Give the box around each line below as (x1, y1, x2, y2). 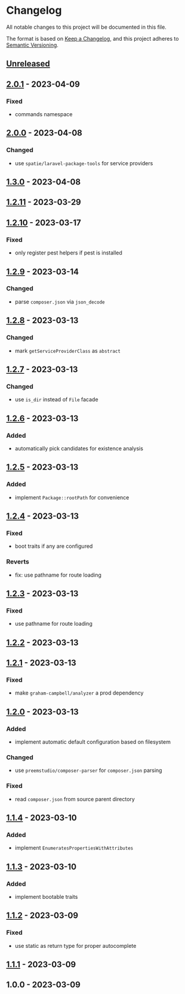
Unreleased (6, 59, 51, 69)
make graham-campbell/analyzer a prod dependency (14, 689, 144, 696)
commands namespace (14, 111, 73, 118)
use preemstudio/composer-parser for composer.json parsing (14, 767, 162, 774)
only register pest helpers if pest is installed (14, 249, 122, 256)
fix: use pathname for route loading (14, 571, 101, 578)
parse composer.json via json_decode (14, 298, 105, 305)
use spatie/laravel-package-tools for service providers (14, 159, 153, 166)
